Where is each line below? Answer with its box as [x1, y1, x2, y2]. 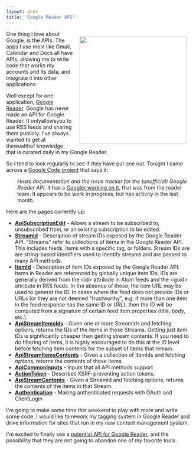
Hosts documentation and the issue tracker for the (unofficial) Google [17, 178, 187, 185]
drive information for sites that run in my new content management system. [6, 419, 190, 426]
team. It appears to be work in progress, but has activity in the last [17, 190, 178, 197]
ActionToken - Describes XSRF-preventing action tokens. [14, 370, 155, 377]
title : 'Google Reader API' [6, 14, 76, 20]
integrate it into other [6, 74, 57, 81]
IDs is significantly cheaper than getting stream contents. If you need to [14, 332, 189, 340]
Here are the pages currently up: [6, 208, 86, 215]
